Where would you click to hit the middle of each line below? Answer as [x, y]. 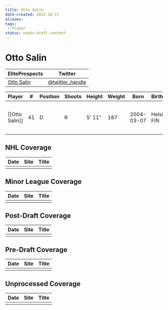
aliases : [14, 19]
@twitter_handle [67, 82]
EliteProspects [25, 73]
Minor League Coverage [43, 182]
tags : [11, 24]
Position [49, 96]
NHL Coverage [28, 148]
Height [94, 96]
